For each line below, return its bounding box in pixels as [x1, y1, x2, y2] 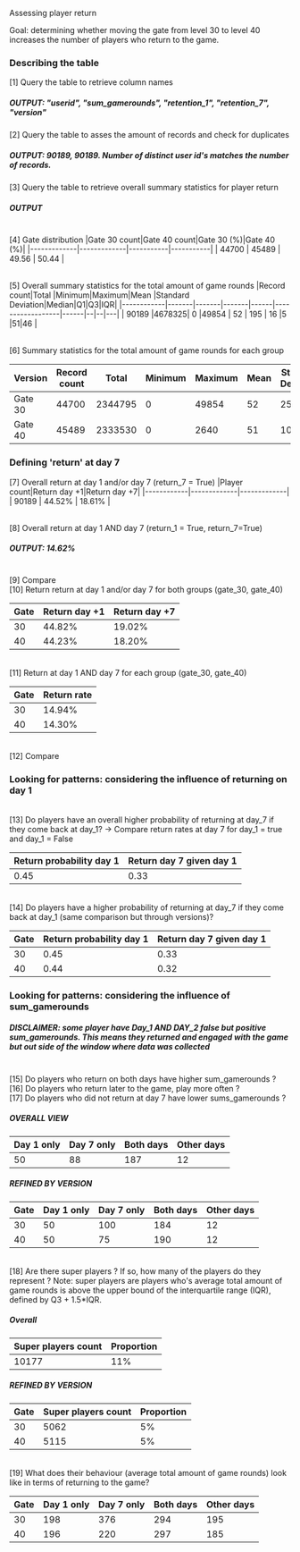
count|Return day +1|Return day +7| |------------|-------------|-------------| [9, 486, 290, 497]
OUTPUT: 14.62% [9, 543, 76, 553]
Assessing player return [9, 8, 96, 18]
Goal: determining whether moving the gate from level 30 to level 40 [9, 25, 261, 35]
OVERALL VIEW [9, 1113, 69, 1124]
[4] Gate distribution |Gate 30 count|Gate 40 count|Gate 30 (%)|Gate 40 [9, 234, 275, 245]
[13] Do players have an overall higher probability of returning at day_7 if [9, 814, 274, 825]
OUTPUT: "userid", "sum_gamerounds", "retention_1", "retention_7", [9, 97, 270, 108]
